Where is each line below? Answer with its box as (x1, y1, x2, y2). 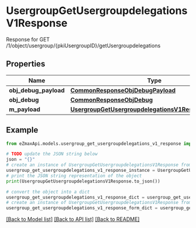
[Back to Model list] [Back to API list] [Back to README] (6, 216, 140, 223)
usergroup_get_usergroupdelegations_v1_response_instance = (6, 168, 156, 174)
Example (6, 125, 38, 135)
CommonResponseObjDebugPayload (70, 86, 176, 94)
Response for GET (6, 36, 50, 43)
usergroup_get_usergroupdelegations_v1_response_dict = (6, 194, 145, 200)
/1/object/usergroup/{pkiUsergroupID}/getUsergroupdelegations (6, 42, 161, 49)
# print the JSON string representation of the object (6, 172, 142, 179)
